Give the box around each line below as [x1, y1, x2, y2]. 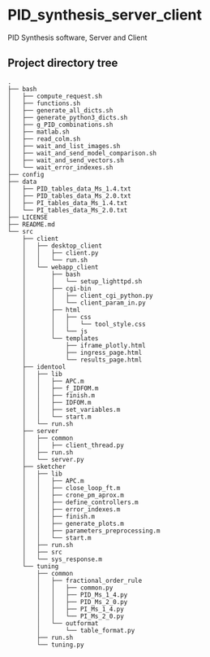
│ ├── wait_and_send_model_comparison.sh [7, 149, 157, 157]
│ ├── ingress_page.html [22, 348, 143, 357]
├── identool [22, 362, 66, 371]
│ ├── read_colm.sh [7, 134, 81, 143]
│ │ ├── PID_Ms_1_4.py [36, 590, 128, 599]
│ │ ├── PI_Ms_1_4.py [36, 605, 125, 613]
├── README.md [7, 220, 56, 229]
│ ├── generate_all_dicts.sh [7, 106, 114, 115]
